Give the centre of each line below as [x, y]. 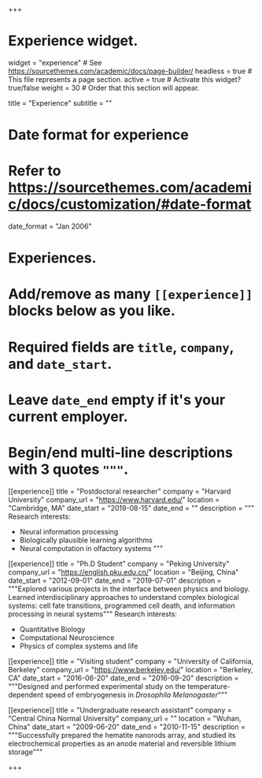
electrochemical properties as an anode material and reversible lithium [122, 743]
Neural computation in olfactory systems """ [91, 548]
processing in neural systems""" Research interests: [92, 614]
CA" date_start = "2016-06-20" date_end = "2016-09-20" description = [124, 678]
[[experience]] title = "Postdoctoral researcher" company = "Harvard [120, 491]
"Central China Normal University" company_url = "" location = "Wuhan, [125, 718]
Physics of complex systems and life [79, 646]
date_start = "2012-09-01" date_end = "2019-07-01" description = [115, 580]
